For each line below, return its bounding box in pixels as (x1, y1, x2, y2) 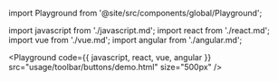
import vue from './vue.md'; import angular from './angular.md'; (8, 35, 243, 45)
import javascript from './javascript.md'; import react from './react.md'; (8, 25, 271, 35)
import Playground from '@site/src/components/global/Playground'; (8, 8, 263, 18)
